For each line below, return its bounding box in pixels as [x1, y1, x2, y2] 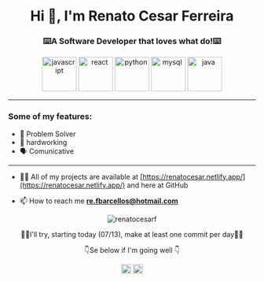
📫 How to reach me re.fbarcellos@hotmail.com [19, 196, 178, 206]
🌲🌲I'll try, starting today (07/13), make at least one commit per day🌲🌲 [20, 229, 244, 239]
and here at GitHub [126, 180, 189, 190]
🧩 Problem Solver [19, 129, 76, 139]
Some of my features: [8, 111, 93, 122]
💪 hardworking [19, 137, 68, 147]
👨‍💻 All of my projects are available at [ [19, 172, 143, 181]
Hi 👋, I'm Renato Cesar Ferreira [30, 7, 234, 25]
